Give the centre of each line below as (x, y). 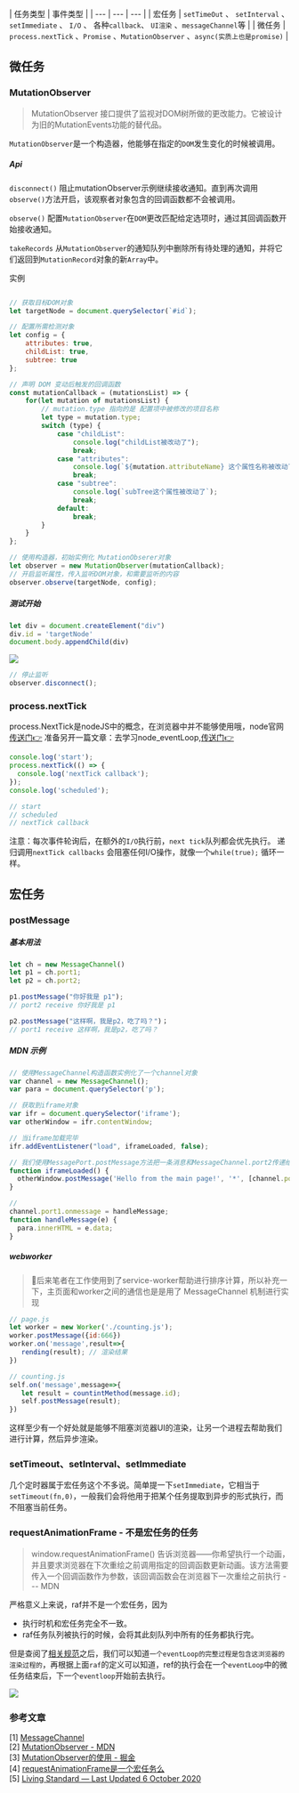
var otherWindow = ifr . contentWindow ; (81, 1122)
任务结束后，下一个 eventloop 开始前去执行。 (90, 1676)
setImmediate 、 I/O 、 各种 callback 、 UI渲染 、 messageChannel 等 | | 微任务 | (148, 25)
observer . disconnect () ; (53, 683)
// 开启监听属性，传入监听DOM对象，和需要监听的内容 (94, 574)
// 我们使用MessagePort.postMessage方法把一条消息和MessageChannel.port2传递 (147, 1162)
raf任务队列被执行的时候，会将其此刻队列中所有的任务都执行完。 (141, 1634)
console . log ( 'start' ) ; (51, 757)
